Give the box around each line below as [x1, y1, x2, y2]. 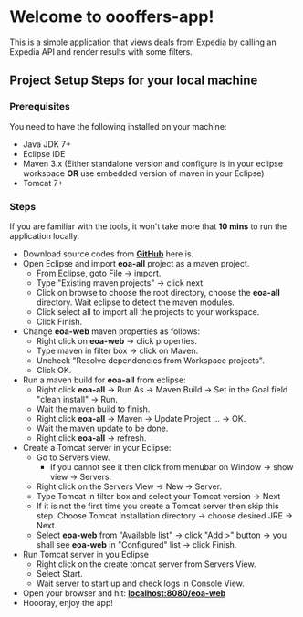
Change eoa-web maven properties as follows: [22, 326, 201, 337]
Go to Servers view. [36, 452, 110, 463]
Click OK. [36, 364, 72, 375]
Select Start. [36, 568, 84, 579]
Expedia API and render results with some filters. [9, 46, 193, 57]
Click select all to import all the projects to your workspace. [36, 306, 260, 317]
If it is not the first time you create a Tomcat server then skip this [36, 500, 280, 511]
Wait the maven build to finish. [36, 403, 151, 414]
